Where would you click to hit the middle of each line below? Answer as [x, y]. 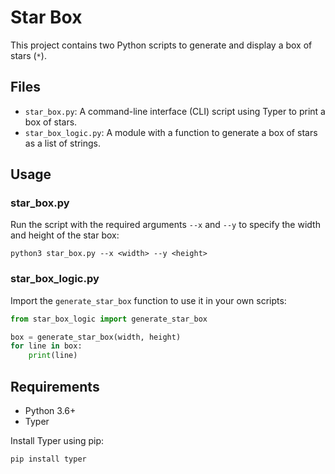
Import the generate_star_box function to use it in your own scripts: [148, 300]
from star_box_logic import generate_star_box [109, 319]
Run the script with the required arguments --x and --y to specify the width [165, 225]
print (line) [53, 356]
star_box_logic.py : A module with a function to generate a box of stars [171, 132]
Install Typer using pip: [57, 441]
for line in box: [46, 346]
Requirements [55, 386]
